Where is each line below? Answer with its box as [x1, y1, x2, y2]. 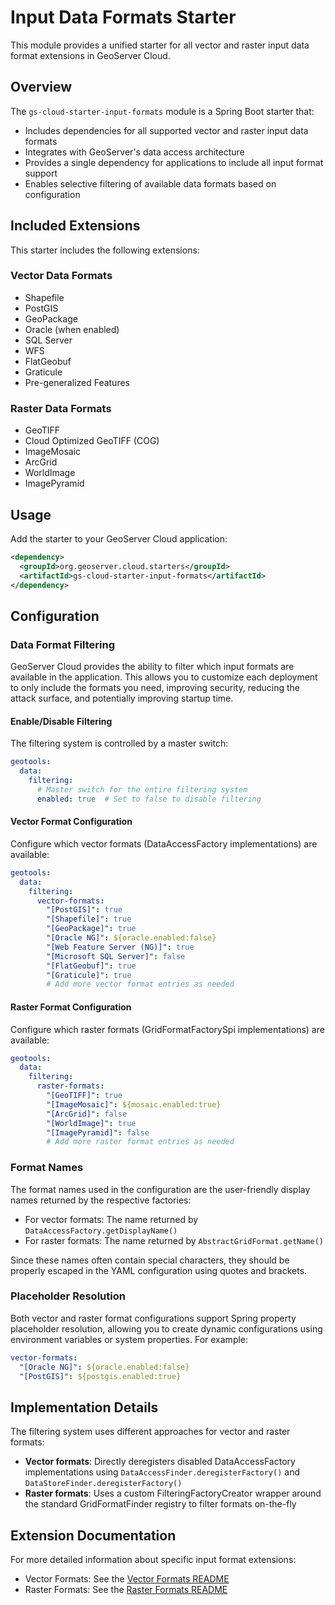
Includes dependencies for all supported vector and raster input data [24, 124, 309, 136]
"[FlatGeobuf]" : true [46, 961, 137, 971]
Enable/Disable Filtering [10, 715, 113, 727]
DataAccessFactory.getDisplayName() [24, 1226, 178, 1236]
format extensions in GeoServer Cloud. [10, 49, 171, 61]
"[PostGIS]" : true [46, 905, 123, 915]
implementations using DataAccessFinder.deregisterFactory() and [24, 1466, 300, 1478]
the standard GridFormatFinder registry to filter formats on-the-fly [24, 1498, 297, 1510]
